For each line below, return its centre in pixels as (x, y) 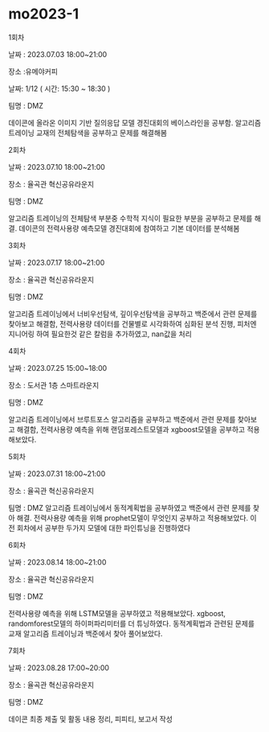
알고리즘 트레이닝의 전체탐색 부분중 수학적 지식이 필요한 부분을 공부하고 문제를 (130, 218)
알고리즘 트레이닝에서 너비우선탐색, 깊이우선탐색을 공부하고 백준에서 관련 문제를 (133, 314)
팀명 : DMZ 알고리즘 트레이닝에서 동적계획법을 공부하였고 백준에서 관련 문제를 (130, 508)
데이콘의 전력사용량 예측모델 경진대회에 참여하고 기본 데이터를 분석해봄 (129, 228)
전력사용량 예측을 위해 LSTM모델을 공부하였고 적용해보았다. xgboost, (117, 613)
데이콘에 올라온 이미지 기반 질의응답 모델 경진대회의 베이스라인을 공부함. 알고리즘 (135, 122)
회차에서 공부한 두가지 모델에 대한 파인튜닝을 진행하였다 (104, 528)
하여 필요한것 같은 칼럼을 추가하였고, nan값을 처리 (114, 334)
